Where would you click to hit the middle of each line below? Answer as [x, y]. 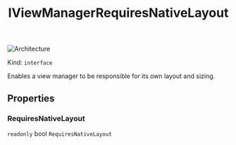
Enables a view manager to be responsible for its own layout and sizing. [111, 76]
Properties [31, 98]
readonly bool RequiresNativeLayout [60, 133]
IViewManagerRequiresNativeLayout [118, 13]
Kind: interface [30, 63]
